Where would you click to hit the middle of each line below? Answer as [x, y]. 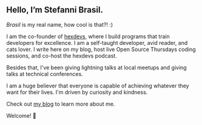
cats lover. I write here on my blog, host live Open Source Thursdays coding [101, 49]
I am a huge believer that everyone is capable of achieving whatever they [98, 86]
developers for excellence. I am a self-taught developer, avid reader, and [97, 42]
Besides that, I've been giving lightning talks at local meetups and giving [96, 67]
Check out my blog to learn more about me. [61, 104]
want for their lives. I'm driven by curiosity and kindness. [77, 92]
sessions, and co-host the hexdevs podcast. [62, 56]
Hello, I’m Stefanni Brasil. [55, 10]
